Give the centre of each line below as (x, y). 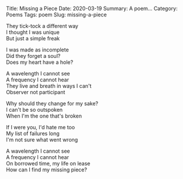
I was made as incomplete (37, 50)
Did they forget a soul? (33, 56)
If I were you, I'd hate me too (40, 127)
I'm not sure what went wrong (42, 140)
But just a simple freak (33, 38)
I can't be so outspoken (34, 110)
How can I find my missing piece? (47, 170)
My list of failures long (33, 133)
